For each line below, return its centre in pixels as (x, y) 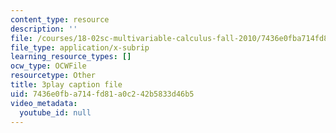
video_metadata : (44, 103)
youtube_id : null (55, 112)
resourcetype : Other (53, 76)
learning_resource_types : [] (71, 57)
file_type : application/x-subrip (80, 47)
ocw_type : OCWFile (48, 66)
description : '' (44, 29)
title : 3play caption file (66, 85)
